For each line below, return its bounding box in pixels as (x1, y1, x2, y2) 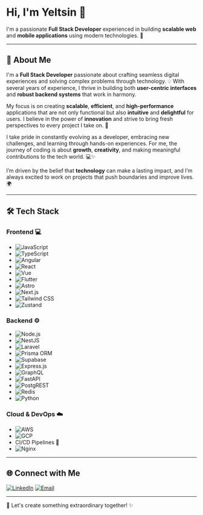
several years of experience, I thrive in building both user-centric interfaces (6, 84, 197, 91)
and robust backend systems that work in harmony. (6, 91, 137, 98)
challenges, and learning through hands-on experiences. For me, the (6, 139, 178, 147)
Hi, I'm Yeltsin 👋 (6, 5, 86, 19)
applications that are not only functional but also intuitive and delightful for (6, 109, 195, 116)
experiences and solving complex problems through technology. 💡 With (6, 77, 184, 85)
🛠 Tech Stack (6, 206, 59, 217)
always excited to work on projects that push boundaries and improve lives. (6, 173, 195, 181)
